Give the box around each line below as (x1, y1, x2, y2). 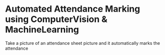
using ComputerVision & (5, 14, 108, 25)
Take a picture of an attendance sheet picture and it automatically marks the (5, 40, 161, 46)
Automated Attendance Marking (5, 3, 140, 15)
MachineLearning (5, 24, 79, 35)
